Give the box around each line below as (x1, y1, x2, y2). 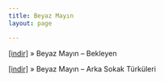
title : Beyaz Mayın (8, 11, 74, 20)
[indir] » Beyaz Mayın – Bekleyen (8, 48, 117, 58)
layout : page (8, 19, 53, 27)
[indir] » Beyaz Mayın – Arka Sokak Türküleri (8, 64, 156, 73)
